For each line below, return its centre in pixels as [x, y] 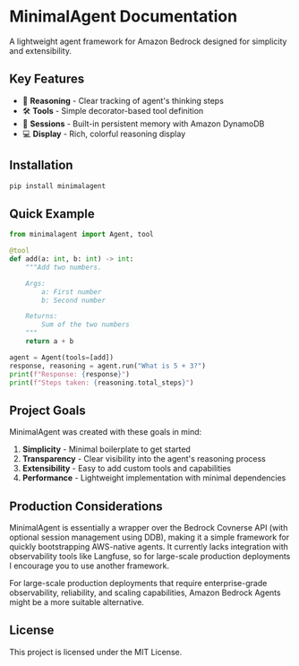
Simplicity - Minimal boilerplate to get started [106, 449]
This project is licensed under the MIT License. [96, 652]
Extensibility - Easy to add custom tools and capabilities [127, 469]
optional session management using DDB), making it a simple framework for [149, 537]
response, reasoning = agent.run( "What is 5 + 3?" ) [107, 366]
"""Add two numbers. [64, 267]
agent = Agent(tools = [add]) [62, 357]
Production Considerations [86, 506]
